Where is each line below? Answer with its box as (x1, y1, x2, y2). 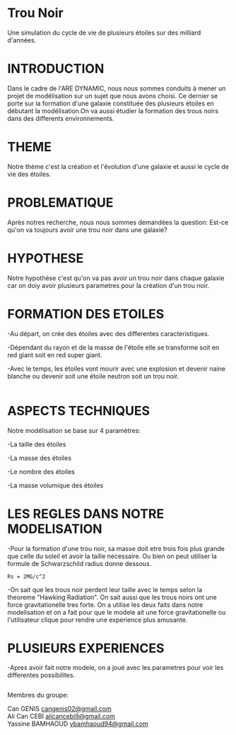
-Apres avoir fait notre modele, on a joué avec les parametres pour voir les (7, 664, 224, 672)
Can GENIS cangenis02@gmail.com (7, 705, 112, 713)
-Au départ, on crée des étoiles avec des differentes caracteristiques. (7, 329, 210, 337)
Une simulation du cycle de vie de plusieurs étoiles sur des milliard (7, 28, 201, 37)
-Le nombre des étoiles (7, 467, 76, 475)
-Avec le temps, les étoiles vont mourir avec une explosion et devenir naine (7, 364, 226, 373)
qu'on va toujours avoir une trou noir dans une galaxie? (7, 225, 167, 234)
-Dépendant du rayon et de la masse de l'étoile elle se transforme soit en (7, 343, 220, 352)
